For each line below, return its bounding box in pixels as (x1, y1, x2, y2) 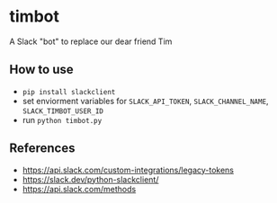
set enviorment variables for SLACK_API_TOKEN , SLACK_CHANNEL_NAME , (22, 95, 269, 106)
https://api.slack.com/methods (22, 183, 137, 194)
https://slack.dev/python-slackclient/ (22, 173, 159, 185)
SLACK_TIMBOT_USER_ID (22, 106, 103, 116)
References (9, 141, 76, 156)
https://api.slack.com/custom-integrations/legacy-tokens (22, 164, 235, 175)
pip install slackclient (22, 87, 116, 96)
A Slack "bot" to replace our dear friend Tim (9, 36, 173, 47)
